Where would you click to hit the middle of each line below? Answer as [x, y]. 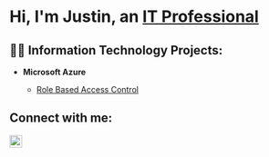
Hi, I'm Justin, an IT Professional [134, 17]
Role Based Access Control [88, 89]
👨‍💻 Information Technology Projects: [116, 50]
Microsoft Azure [54, 72]
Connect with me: [61, 118]
